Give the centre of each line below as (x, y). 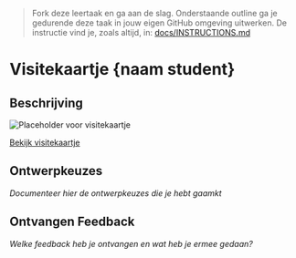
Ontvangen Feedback (72, 222)
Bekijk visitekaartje (45, 142)
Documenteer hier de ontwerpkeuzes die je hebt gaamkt (116, 193)
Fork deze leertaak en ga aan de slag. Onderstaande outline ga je (154, 13)
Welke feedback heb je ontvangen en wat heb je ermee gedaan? (131, 243)
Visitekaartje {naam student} (122, 70)
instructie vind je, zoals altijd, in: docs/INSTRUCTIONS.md (141, 32)
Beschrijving (47, 103)
